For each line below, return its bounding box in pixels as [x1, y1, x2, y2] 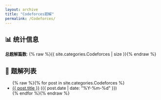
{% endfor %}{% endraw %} [12, 90, 70, 96]
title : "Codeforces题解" [5, 12, 54, 17]
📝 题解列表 [5, 67, 37, 75]
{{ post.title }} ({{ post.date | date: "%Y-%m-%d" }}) [12, 85, 117, 91]
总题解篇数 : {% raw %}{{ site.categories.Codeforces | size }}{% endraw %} [5, 51, 157, 57]
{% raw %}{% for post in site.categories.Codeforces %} [12, 80, 125, 85]
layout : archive [5, 7, 38, 12]
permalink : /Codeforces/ [5, 16, 56, 21]
